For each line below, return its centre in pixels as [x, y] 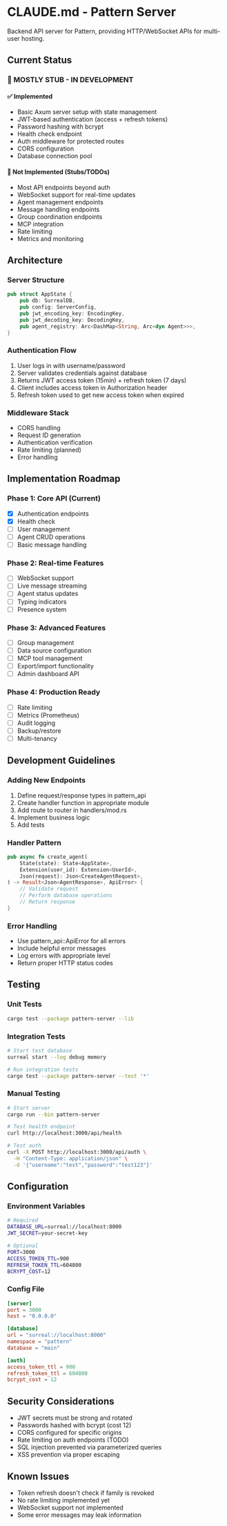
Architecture [35, 261]
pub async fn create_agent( [48, 857]
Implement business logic [53, 817]
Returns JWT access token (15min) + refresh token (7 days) [102, 380]
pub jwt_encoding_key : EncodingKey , [72, 313]
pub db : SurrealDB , [48, 301]
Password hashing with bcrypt [60, 127]
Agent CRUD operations [51, 537]
